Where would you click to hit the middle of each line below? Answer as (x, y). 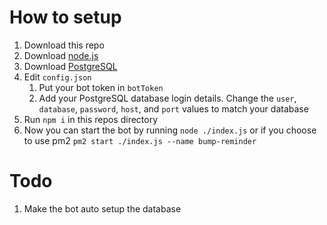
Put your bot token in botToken (101, 87)
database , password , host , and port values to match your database (173, 108)
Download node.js (61, 55)
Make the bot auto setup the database (102, 208)
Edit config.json (57, 77)
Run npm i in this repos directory (91, 119)
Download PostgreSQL (70, 66)
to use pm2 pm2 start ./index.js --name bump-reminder (140, 140)
